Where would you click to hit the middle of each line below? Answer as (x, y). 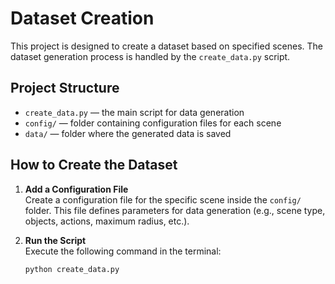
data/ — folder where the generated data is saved (128, 133)
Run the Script (55, 240)
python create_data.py (72, 269)
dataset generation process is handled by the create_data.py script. (150, 56)
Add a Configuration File (76, 189)
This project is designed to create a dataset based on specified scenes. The (167, 46)
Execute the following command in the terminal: (123, 251)
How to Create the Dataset (94, 165)
